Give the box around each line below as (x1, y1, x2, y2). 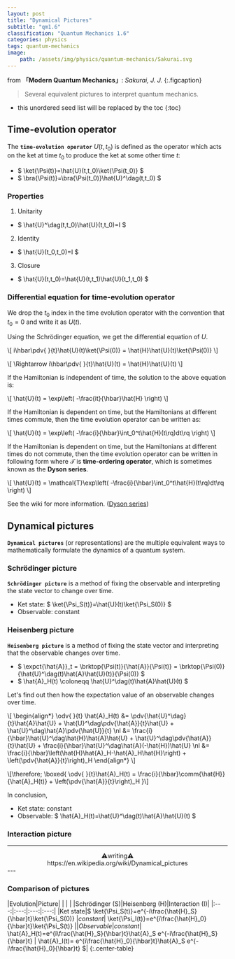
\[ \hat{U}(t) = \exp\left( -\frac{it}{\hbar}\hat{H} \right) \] (7, 395, 169, 403)
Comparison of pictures (7, 883, 90, 893)
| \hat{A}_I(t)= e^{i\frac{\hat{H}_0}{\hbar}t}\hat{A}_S (34, 937, 185, 945)
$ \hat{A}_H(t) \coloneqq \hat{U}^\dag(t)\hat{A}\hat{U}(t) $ (17, 676, 189, 685)
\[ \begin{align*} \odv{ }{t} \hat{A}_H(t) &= (7, 711, 129, 720)
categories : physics (7, 36, 68, 43)
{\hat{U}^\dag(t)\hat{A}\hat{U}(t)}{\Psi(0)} (17, 669, 140, 678)
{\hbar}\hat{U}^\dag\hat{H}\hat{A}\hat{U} (7, 734, 128, 742)
